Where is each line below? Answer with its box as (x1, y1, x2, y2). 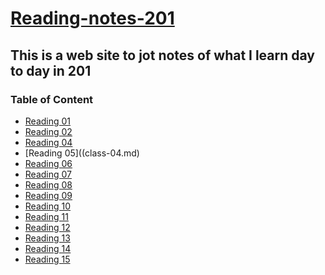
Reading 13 (24, 232, 71, 244)
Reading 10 (24, 200, 72, 212)
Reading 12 (24, 221, 71, 233)
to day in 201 (10, 62, 92, 79)
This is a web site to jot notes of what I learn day (10, 47, 315, 64)
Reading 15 (24, 253, 71, 265)
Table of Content (10, 92, 94, 106)
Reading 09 (24, 189, 73, 201)
